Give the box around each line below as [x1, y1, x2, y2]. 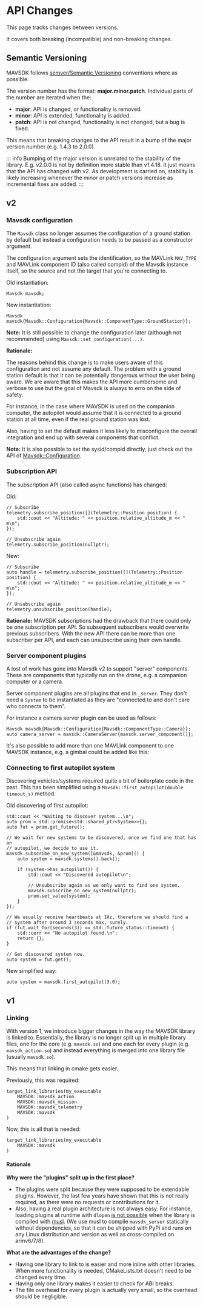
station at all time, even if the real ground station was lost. [6, 416, 150, 423]
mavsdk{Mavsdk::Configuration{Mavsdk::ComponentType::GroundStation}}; [6, 319, 191, 325]
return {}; [17, 935, 45, 942]
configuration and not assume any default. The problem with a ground [6, 365, 181, 373]
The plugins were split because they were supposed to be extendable [15, 1185, 190, 1193]
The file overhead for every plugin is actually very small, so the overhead [15, 1287, 198, 1294]
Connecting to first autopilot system [6, 763, 115, 772]
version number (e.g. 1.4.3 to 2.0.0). [6, 143, 96, 150]
